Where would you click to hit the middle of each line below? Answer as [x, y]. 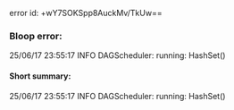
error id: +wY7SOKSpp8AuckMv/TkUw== [86, 13]
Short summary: [40, 76]
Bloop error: [36, 36]
